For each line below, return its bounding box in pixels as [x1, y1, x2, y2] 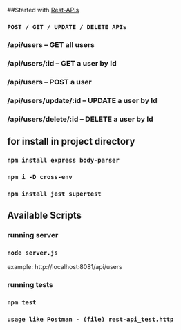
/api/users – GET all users [7, 39, 95, 49]
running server [7, 230, 59, 239]
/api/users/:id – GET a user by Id [7, 58, 117, 68]
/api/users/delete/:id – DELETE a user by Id [7, 114, 153, 124]
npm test [7, 299, 37, 306]
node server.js [7, 248, 59, 257]
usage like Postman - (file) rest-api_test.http [7, 315, 174, 324]
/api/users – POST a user [7, 77, 92, 86]
